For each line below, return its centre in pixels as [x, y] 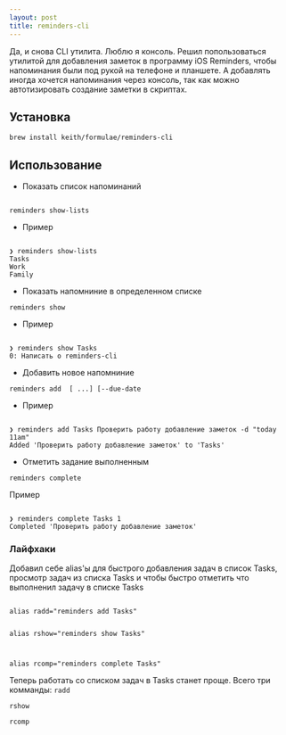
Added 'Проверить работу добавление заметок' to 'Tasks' [117, 446]
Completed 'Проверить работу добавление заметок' [103, 527]
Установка [40, 117]
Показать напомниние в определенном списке [112, 292]
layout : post [33, 17]
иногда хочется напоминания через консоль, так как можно [124, 79]
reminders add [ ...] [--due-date [75, 389]
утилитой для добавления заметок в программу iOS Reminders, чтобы [143, 61]
